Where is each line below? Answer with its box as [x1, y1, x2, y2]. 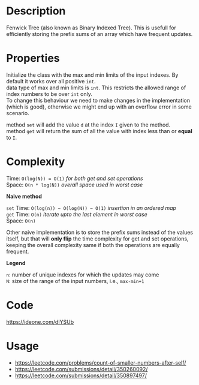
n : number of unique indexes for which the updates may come [6, 271, 159, 278]
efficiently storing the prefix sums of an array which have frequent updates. [6, 30, 193, 37]
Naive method [6, 192, 42, 200]
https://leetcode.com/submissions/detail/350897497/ [14, 372, 147, 379]
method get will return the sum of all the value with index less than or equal [6, 127, 193, 134]
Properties [6, 52, 60, 65]
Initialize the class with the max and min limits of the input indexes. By [6, 71, 179, 79]
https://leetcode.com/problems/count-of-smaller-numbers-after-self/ [14, 359, 186, 366]
